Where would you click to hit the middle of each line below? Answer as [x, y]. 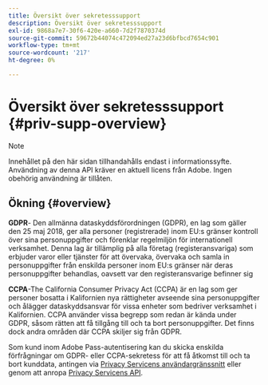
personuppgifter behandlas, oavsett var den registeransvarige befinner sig [131, 273]
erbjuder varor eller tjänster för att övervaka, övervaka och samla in [119, 256]
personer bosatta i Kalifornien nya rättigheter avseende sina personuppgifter [134, 297]
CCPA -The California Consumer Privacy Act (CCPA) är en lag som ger [123, 289]
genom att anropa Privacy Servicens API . [76, 372]
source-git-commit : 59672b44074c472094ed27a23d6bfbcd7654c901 [114, 38]
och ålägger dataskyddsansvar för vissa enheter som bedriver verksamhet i [132, 306]
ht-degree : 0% [32, 61]
